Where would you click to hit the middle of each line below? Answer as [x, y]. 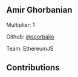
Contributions [33, 68]
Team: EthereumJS [30, 48]
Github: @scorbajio [30, 37]
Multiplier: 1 [21, 24]
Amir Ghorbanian [39, 10]
